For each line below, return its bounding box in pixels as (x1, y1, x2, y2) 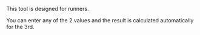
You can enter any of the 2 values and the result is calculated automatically (6, 17, 194, 24)
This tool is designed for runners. (6, 5, 89, 12)
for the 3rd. (6, 24, 35, 30)
